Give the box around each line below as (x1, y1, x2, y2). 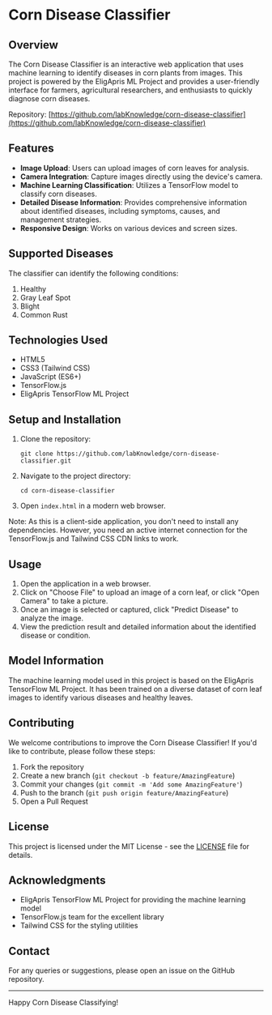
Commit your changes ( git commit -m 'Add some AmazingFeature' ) (19, 779, 243, 789)
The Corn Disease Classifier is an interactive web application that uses (8, 59, 244, 69)
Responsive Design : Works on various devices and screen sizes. (19, 223, 237, 232)
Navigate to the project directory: (19, 471, 131, 481)
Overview (8, 38, 59, 52)
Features (8, 142, 54, 156)
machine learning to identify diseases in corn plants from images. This (8, 68, 243, 78)
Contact (8, 944, 50, 957)
